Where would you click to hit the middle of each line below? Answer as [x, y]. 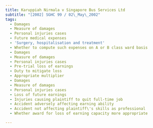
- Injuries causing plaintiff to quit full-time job [66, 99]
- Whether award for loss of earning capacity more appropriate [79, 114]
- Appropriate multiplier [37, 76]
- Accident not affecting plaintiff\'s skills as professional [78, 109]
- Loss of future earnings [38, 95]
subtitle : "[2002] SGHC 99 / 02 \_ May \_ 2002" [53, 15]
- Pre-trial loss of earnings [41, 66]
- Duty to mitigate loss [36, 71]
